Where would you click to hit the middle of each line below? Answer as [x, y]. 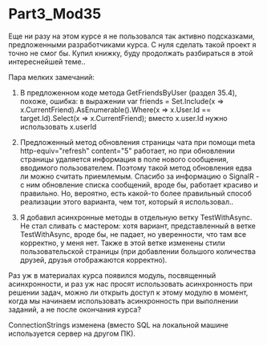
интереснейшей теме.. [47, 62]
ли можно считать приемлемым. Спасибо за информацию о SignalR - [140, 176]
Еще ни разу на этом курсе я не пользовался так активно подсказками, [131, 36]
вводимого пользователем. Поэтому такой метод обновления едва [136, 167]
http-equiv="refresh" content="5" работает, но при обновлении [127, 151]
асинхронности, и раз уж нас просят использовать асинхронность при [130, 284]
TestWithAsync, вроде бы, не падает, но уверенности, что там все [133, 234]
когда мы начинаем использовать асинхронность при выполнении [123, 300]
